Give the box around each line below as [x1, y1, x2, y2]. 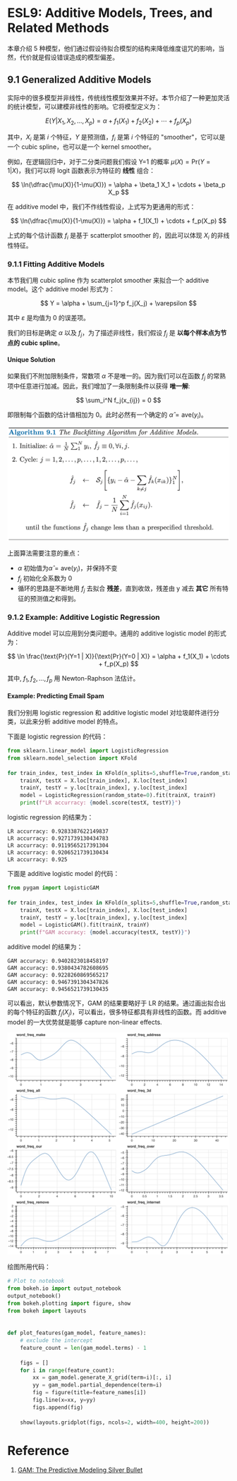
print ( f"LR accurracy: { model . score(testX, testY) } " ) [20, 799, 181, 807]
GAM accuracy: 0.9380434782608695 [7, 965, 109, 972]
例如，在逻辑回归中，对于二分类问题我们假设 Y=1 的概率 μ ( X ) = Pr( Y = [7, 157, 211, 166]
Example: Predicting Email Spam [7, 692, 104, 700]
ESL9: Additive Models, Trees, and [7, 5, 213, 21]
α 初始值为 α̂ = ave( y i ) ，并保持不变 [17, 564, 118, 574]
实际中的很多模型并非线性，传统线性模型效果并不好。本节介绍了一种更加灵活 [7, 93, 230, 102]
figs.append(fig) [32, 1403, 83, 1411]
